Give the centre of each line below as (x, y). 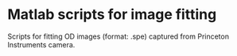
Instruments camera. (41, 44)
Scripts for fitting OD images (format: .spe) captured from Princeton (118, 36)
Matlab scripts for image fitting (112, 15)
